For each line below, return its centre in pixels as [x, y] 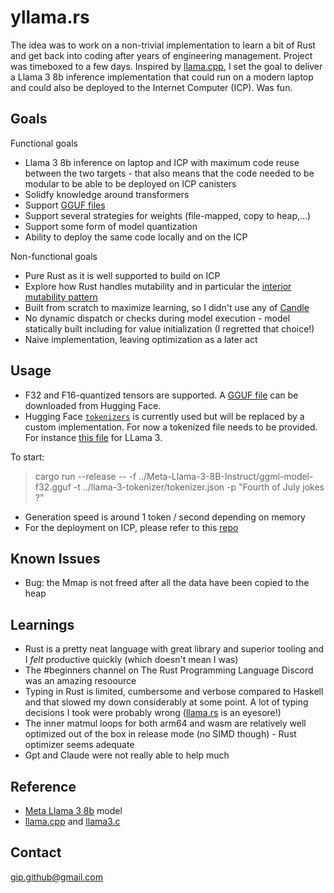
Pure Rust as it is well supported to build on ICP [122, 275]
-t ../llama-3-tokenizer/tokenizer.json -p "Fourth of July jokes [199, 487]
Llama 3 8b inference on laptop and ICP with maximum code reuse [162, 162]
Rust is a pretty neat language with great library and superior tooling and [174, 649]
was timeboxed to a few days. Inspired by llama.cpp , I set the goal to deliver [166, 66]
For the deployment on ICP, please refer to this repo [131, 527]
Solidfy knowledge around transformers [107, 194]
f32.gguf [53, 487]
